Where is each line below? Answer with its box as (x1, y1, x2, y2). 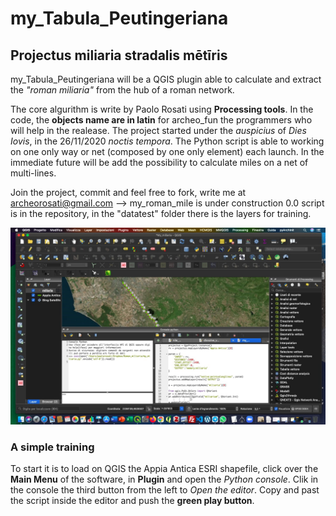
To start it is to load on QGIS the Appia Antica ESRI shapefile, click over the (10, 463, 319, 475)
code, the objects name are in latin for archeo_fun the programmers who (10, 114, 313, 126)
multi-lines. (10, 167, 57, 179)
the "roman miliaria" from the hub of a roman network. (10, 84, 235, 96)
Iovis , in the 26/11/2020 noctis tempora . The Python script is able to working (10, 135, 325, 147)
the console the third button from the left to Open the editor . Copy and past (10, 484, 320, 496)
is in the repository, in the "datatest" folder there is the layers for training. (10, 208, 312, 219)
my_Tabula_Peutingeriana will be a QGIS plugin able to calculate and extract (10, 73, 322, 85)
